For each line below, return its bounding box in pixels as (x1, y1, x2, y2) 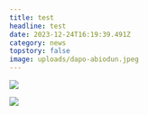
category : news (9, 38, 67, 48)
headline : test (9, 22, 67, 31)
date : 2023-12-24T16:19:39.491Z (9, 30, 131, 39)
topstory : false (9, 47, 70, 56)
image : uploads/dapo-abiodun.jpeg (9, 55, 140, 64)
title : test (9, 13, 54, 22)
